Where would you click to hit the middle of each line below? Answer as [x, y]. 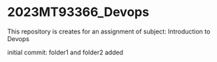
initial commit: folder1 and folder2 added [65, 52]
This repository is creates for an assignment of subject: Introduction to [109, 31]
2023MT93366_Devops [78, 12]
